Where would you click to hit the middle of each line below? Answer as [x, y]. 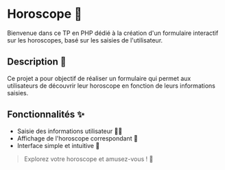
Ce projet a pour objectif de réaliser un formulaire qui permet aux [99, 78]
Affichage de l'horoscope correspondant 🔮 [78, 138]
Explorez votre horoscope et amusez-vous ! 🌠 [88, 159]
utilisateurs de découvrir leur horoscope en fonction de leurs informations [111, 86]
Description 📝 [37, 62]
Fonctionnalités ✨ [46, 115]
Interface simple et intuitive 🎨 [58, 145]
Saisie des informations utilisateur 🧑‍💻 [70, 131]
